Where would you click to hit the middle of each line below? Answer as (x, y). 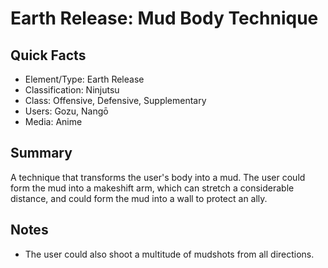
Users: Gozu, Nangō (66, 111)
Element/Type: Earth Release (84, 79)
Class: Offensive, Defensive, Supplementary (115, 100)
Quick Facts (48, 55)
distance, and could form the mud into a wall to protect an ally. (139, 198)
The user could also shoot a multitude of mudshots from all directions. (169, 254)
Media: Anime (53, 121)
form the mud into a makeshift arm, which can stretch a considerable (152, 188)
